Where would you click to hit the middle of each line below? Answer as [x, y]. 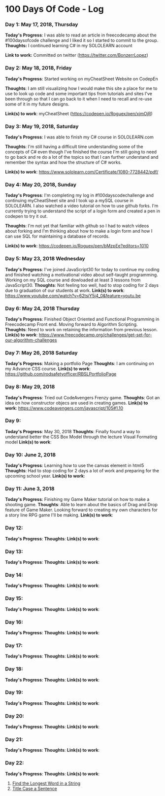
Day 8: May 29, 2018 [30, 387]
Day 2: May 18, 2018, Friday [39, 68]
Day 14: [14, 575]
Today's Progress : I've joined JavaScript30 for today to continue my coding [82, 269]
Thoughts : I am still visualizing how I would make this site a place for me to [81, 88]
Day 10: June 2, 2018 [30, 454]
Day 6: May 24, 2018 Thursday [42, 308]
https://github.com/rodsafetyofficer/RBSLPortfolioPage [61, 374]
